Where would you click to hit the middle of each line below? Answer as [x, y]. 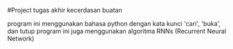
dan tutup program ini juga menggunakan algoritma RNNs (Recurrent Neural [117, 31]
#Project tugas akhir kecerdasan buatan [65, 10]
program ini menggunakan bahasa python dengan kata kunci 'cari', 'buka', [114, 23]
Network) [21, 38]
